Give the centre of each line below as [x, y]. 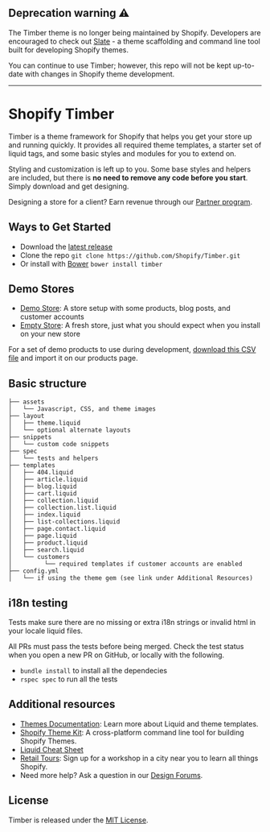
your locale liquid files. [45, 631]
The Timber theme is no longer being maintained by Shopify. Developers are [135, 32]
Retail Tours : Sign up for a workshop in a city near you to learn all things [139, 758]
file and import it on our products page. [73, 358]
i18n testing [38, 603]
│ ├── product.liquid [48, 543]
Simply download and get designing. [69, 186]
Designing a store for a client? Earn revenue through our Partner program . [131, 201]
